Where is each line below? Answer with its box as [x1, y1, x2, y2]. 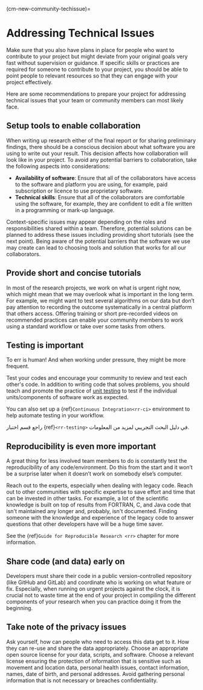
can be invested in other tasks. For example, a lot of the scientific [6, 495, 169, 502]
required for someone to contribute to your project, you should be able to [6, 65, 188, 73]
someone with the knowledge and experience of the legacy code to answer [6, 514, 195, 522]
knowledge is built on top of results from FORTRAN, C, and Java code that [6, 501, 192, 508]
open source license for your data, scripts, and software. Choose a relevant [6, 651, 195, 658]
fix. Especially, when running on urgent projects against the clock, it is [6, 585, 181, 592]
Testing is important [6, 340, 84, 350]
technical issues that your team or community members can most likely [6, 96, 184, 104]
